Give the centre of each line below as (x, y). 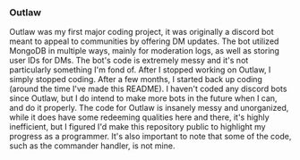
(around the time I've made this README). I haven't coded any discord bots (148, 89)
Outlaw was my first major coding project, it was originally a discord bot (141, 32)
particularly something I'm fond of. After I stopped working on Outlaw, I (140, 70)
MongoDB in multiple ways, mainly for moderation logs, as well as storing (145, 51)
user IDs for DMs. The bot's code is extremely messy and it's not (129, 61)
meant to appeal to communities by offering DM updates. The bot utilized (144, 41)
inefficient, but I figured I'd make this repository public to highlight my (137, 127)
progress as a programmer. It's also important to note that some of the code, (150, 137)
